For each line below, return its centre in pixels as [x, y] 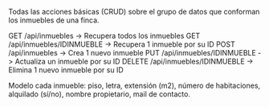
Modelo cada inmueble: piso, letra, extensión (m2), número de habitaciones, [134, 85]
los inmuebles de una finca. [54, 20]
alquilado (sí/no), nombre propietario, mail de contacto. [100, 94]
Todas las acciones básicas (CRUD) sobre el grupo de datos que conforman [134, 12]
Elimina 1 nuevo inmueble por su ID [66, 70]
